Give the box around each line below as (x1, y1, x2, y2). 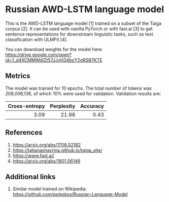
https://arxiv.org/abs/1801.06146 (12, 158, 81, 164)
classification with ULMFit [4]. (5, 36, 68, 43)
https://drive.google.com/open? (5, 52, 72, 58)
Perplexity (50, 102, 76, 109)
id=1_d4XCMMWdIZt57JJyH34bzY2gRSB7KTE (5, 57, 103, 63)
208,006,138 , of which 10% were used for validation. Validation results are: (5, 90, 161, 97)
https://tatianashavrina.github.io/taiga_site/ (12, 147, 103, 153)
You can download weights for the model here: (5, 46, 103, 52)
